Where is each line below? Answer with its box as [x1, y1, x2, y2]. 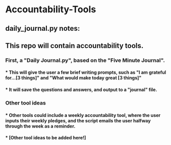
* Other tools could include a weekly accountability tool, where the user [5, 112, 161, 118]
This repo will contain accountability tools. [5, 41, 144, 50]
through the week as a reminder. [5, 123, 76, 129]
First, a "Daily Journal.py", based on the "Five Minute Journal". [5, 56, 165, 64]
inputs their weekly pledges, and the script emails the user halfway [5, 117, 151, 123]
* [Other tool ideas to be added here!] [5, 135, 86, 141]
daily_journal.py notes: [5, 24, 80, 33]
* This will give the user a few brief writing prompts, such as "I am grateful [5, 69, 166, 75]
